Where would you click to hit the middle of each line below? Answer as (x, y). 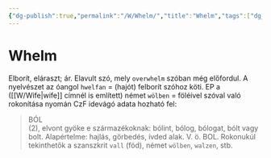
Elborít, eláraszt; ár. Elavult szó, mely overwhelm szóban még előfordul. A (128, 78)
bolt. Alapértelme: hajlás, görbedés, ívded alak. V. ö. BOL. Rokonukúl (142, 136)
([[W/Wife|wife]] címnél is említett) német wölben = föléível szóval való (125, 95)
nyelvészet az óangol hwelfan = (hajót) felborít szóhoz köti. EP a (114, 86)
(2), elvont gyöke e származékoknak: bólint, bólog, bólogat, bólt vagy (143, 128)
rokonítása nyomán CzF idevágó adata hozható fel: (93, 104)
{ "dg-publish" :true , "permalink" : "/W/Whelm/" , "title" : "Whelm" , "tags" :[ (129, 16)
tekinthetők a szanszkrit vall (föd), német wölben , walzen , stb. (130, 145)
